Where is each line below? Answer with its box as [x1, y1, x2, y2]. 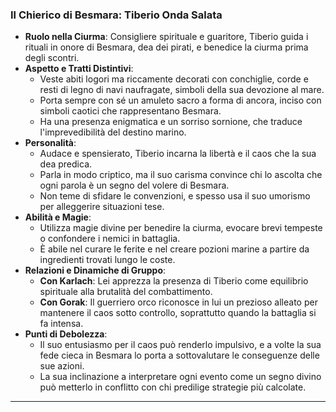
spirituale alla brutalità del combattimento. [39, 286, 213, 298]
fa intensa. [39, 318, 84, 330]
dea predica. [39, 158, 93, 170]
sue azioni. [39, 360, 85, 372]
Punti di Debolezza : [24, 328, 108, 340]
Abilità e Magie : [24, 211, 92, 223]
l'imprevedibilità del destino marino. [39, 126, 187, 138]
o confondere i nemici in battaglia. [39, 233, 181, 245]
